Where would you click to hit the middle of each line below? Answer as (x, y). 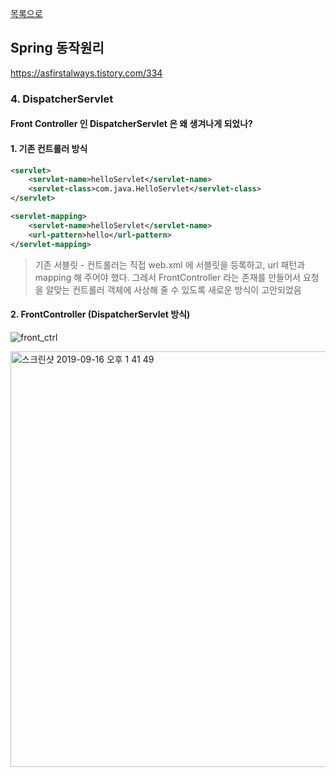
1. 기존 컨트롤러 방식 (49, 148)
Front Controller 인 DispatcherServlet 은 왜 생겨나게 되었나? (131, 124)
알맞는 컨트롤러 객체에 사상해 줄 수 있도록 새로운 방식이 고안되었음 (173, 289)
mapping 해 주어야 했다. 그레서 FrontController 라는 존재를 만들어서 (167, 277)
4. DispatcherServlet (62, 99)
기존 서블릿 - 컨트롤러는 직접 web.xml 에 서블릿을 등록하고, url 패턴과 (170, 264)
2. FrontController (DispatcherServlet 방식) (100, 314)
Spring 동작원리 (57, 48)
